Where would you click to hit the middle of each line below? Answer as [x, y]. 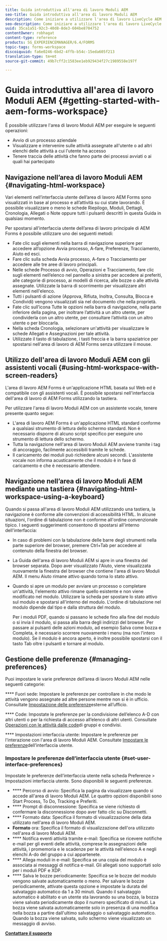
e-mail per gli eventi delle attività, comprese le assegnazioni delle [80, 843]
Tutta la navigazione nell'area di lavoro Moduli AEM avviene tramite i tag [86, 444]
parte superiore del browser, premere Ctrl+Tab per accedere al [77, 545]
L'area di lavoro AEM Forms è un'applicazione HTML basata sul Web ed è [81, 387]
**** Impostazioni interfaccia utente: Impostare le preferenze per [72, 735]
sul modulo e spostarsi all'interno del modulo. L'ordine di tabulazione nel [86, 602]
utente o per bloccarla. [36, 323]
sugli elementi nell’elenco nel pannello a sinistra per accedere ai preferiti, [87, 275]
